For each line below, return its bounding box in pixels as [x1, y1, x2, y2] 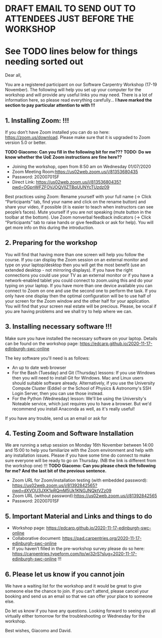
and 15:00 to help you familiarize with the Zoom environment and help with [5, 448, 154, 453]
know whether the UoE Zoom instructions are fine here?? [5, 154, 122, 160]
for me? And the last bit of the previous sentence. [5, 468, 107, 474]
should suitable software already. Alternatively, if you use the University [12, 380, 155, 386]
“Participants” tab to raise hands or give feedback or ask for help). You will [5, 219, 154, 225]
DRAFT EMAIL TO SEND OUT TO [5, 3, 136, 14]
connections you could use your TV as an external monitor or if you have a [5, 272, 154, 278]
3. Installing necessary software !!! [5, 323, 112, 331]
